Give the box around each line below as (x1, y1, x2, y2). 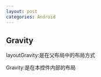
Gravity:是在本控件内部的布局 (6, 64, 76, 71)
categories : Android (6, 14, 56, 20)
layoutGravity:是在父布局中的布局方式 (6, 52, 96, 59)
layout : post (6, 8, 38, 15)
